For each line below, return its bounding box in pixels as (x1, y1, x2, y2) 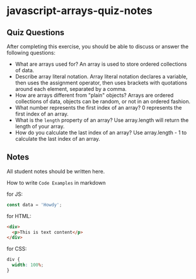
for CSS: (6, 245, 27, 253)
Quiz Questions (6, 28, 65, 38)
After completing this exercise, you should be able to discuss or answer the (6, 43, 189, 50)
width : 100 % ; (12, 262, 44, 268)
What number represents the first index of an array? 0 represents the (15, 104, 183, 111)
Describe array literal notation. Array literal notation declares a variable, (15, 73, 188, 80)
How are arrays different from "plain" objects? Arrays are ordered (15, 92, 174, 98)
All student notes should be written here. (6, 168, 105, 175)
